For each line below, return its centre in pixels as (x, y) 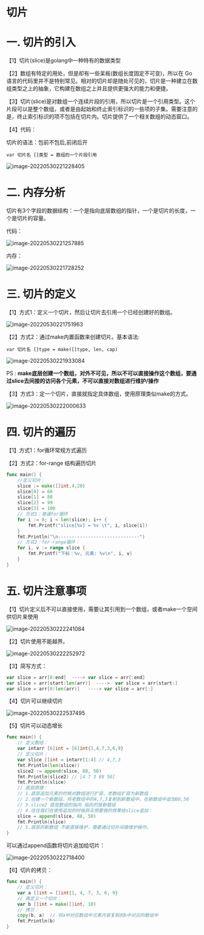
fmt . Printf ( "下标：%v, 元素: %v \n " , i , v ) (80, 554)
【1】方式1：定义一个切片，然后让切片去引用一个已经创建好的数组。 (91, 312)
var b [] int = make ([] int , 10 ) (57, 904)
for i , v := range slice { (51, 548)
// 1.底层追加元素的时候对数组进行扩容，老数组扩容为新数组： (85, 794)
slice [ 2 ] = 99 (35, 503)
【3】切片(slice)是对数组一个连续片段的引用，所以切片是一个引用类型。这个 (101, 101)
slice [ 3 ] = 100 (36, 508)
